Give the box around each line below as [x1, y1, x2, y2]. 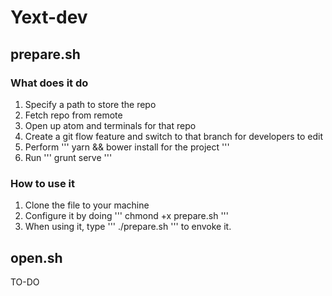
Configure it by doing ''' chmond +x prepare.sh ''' [24, 210, 229, 222]
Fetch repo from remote [24, 109, 123, 121]
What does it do [10, 76, 89, 90]
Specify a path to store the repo [24, 98, 157, 110]
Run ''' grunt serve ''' [24, 151, 113, 163]
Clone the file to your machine [24, 199, 150, 211]
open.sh [10, 249, 63, 266]
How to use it [10, 176, 75, 190]
